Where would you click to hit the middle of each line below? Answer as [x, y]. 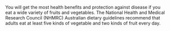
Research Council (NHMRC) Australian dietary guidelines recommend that [83, 18]
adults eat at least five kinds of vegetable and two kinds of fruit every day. [83, 23]
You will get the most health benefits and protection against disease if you [83, 7]
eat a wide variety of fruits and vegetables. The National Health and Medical [85, 12]
